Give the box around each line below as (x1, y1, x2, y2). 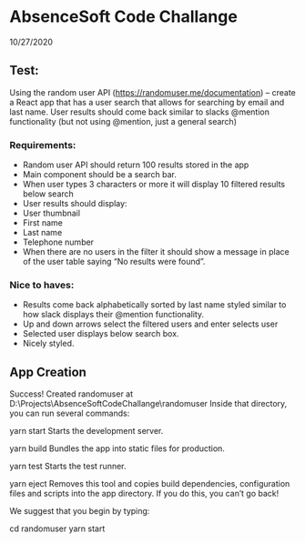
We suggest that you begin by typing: (9, 506, 150, 517)
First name (22, 217, 64, 228)
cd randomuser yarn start (9, 523, 106, 534)
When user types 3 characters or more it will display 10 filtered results (22, 179, 286, 190)
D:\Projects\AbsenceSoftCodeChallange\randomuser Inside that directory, (9, 398, 288, 409)
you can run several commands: (9, 407, 130, 419)
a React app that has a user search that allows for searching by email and (9, 96, 285, 107)
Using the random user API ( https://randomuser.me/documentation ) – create (9, 86, 296, 97)
